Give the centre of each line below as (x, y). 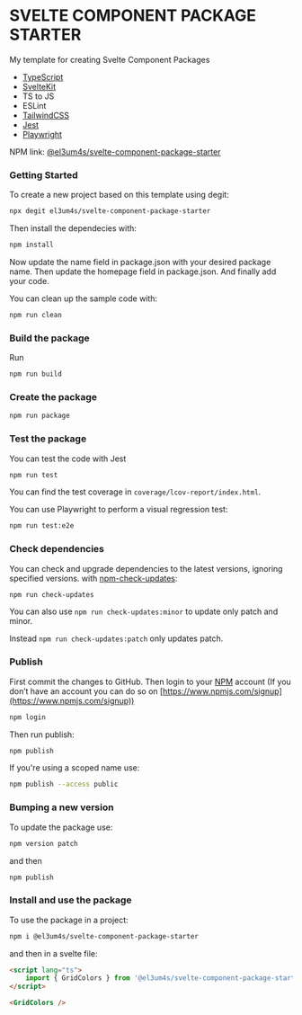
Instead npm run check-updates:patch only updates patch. (116, 638)
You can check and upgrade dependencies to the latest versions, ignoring (146, 568)
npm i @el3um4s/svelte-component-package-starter (104, 936)
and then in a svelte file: (53, 953)
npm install (31, 245)
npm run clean (36, 315)
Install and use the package (71, 900)
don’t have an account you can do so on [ (86, 691)
